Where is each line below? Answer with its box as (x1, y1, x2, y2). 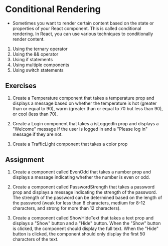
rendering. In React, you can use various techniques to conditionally (12, 31, 153, 37)
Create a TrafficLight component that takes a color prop (12, 141, 128, 147)
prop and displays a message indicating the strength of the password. (12, 189, 157, 195)
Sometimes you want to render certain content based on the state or (12, 20, 154, 26)
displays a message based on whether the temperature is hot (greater (12, 100, 157, 106)
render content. (12, 36, 45, 42)
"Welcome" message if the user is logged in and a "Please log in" (12, 126, 148, 132)
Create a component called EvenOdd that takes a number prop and (12, 169, 151, 175)
